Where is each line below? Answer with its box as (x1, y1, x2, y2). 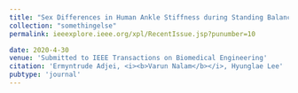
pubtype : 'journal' (9, 70, 82, 80)
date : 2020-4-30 (9, 45, 69, 54)
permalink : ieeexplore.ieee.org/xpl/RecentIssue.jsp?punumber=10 (9, 29, 255, 38)
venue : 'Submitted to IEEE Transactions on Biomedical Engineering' (9, 54, 268, 63)
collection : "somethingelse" (9, 21, 117, 30)
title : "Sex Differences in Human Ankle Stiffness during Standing (9, 12, 264, 22)
